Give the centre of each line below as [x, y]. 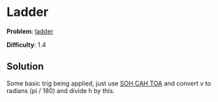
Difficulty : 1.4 [26, 44]
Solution [25, 67]
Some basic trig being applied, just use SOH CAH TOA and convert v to [109, 83]
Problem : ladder [30, 31]
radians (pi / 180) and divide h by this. [61, 90]
